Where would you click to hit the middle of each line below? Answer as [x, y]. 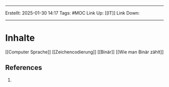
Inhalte [20, 38]
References [24, 68]
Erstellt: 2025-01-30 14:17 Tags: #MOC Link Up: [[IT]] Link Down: [72, 13]
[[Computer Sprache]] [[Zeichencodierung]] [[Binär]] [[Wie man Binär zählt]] [84, 52]
